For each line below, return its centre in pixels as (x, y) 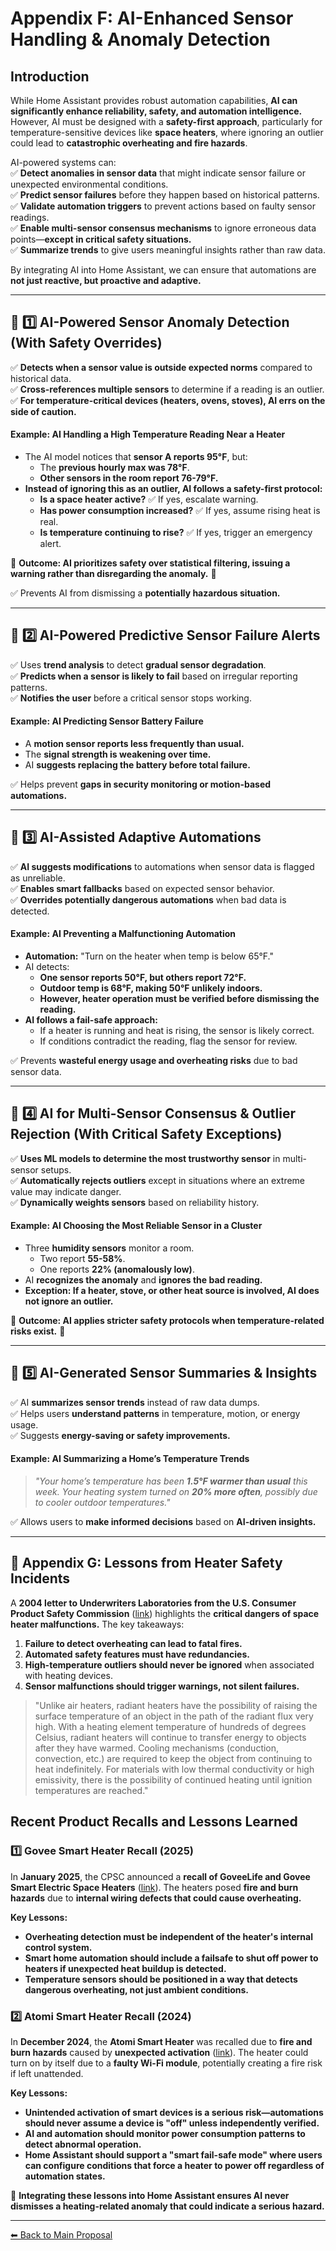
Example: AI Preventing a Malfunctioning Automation (123, 934)
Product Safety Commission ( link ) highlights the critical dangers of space (165, 1613)
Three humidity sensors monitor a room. (109, 1248)
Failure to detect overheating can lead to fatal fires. (133, 1643)
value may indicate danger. (66, 1191)
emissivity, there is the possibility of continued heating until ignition (173, 1779)
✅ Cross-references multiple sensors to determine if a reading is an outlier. (167, 389)
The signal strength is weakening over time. (118, 754)
